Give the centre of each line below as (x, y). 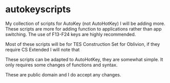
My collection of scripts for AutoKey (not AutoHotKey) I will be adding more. (85, 23)
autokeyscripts (38, 9)
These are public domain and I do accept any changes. (63, 74)
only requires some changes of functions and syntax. (61, 65)
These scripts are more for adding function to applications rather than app (83, 29)
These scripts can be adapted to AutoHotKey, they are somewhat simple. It (84, 59)
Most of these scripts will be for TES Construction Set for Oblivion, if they (83, 44)
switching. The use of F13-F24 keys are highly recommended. (71, 34)
